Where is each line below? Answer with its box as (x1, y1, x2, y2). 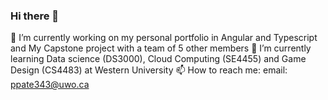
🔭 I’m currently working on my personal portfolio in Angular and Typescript (10, 32, 318, 44)
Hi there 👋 (10, 9, 60, 23)
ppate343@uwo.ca (10, 79, 90, 91)
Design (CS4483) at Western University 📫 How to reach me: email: (10, 64, 288, 76)
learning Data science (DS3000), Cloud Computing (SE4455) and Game (10, 53, 307, 65)
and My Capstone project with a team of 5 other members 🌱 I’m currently (10, 42, 312, 54)
